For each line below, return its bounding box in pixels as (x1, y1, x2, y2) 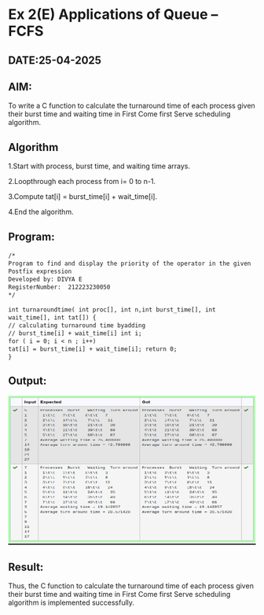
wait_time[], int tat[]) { (8, 314, 97, 322)
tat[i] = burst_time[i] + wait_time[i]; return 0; (8, 345, 178, 353)
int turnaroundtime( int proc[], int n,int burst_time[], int (8, 306, 216, 314)
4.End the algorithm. (8, 207, 74, 217)
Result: (8, 560, 44, 573)
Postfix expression (8, 267, 72, 276)
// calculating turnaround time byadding (8, 322, 146, 330)
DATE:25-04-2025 (8, 53, 102, 67)
